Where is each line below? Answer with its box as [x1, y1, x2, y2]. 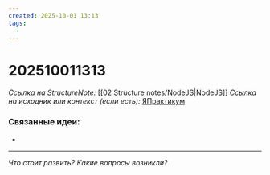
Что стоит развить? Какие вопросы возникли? [8, 157, 168, 167]
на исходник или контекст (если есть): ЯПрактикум [8, 96, 186, 106]
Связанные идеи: [8, 116, 80, 128]
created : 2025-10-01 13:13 [8, 11, 99, 20]
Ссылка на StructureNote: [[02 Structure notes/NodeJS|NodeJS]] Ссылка [8, 87, 257, 97]
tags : [8, 19, 27, 27]
